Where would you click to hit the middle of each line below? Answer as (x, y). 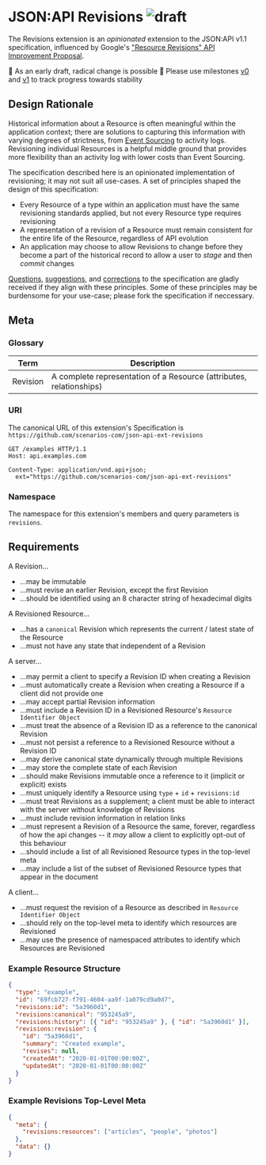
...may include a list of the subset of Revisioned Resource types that (130, 868)
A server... (25, 661)
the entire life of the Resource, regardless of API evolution (114, 238)
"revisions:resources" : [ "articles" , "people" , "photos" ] (120, 1132)
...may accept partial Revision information (87, 701)
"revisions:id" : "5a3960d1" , (63, 1007)
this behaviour (43, 843)
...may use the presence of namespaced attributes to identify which (130, 939)
